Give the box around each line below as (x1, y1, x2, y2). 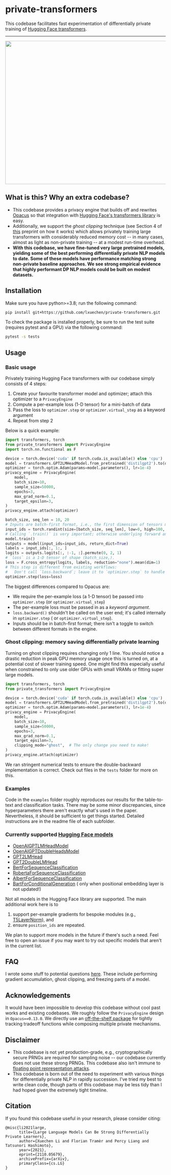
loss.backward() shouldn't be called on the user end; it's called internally (12, 609, 166, 616)
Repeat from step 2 (12, 418, 53, 423)
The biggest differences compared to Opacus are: (5, 583, 110, 590)
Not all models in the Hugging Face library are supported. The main (5, 896, 147, 902)
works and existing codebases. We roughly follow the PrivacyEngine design (5, 1010, 164, 1016)
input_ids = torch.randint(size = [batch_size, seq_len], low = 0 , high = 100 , (5, 526, 165, 532)
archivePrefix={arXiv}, (18, 1156, 70, 1161)
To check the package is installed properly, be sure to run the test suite (5, 319, 154, 325)
